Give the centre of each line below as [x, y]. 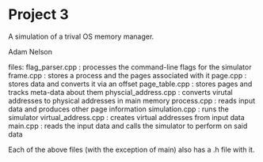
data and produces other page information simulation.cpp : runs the [119, 109]
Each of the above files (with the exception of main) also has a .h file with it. [131, 149]
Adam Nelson [30, 51]
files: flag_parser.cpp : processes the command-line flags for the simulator [130, 67]
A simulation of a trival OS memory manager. [81, 36]
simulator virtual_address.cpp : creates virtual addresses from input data [127, 117]
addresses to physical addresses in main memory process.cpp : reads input [132, 100]
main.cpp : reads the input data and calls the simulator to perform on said [128, 126]
